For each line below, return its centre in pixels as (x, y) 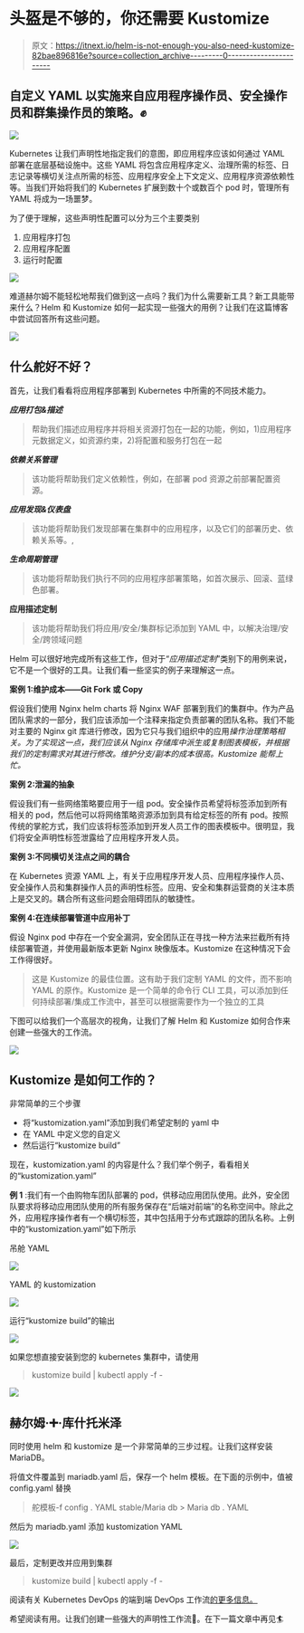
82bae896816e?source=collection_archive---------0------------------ (162, 55)
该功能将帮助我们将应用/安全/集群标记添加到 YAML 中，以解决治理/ (156, 628)
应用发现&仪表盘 (40, 509)
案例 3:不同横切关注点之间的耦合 (70, 856)
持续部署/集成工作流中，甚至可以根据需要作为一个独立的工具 (152, 1001)
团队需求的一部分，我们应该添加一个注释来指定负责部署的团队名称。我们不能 (152, 720)
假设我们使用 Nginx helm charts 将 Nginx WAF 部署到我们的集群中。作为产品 (152, 708)
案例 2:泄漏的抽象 (42, 784)
